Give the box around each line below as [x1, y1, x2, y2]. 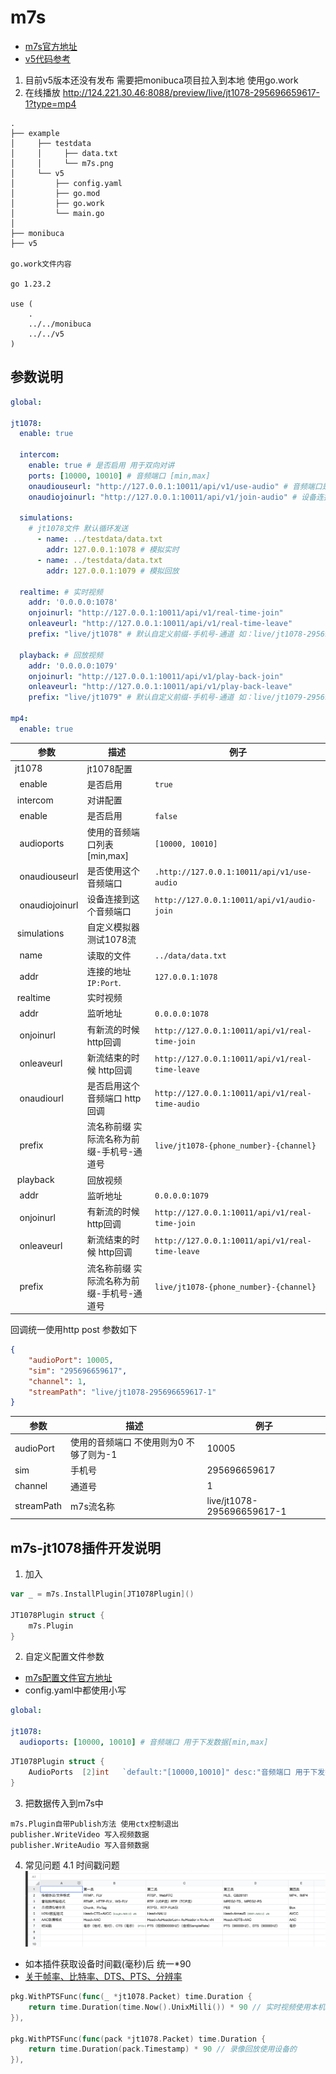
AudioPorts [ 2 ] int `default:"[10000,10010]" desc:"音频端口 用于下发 [28, 1767, 326, 1777]
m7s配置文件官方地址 [24, 1672, 113, 1684]
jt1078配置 [86, 762, 133, 775]
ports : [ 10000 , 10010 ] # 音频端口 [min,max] [28, 471, 211, 481]
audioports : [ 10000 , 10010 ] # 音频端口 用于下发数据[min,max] [19, 1737, 269, 1748]
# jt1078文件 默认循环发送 [28, 524, 129, 534]
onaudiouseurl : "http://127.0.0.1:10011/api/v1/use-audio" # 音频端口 [28, 481, 323, 491]
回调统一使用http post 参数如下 [10, 1324, 138, 1335]
